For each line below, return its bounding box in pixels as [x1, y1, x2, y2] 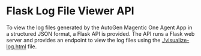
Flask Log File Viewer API [6, 4, 134, 18]
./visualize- [161, 36, 190, 43]
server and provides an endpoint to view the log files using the [6, 36, 161, 43]
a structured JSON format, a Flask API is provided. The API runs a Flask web [6, 30, 195, 37]
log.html [6, 43, 26, 50]
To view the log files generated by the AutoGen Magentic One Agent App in [6, 24, 193, 31]
